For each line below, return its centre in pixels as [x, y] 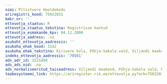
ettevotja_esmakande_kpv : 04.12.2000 [44, 33]
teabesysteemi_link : [27, 74]
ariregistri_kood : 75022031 [34, 14]
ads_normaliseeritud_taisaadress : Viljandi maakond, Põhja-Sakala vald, [82, 70]
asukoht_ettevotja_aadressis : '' [40, 42]
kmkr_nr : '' [17, 19]
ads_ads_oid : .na [23, 65]
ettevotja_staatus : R [28, 23]
